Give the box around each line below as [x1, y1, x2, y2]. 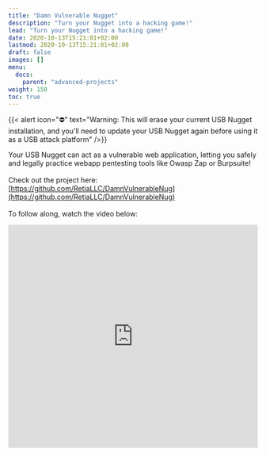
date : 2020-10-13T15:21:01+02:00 [8, 33, 119, 42]
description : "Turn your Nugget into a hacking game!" [8, 19, 193, 27]
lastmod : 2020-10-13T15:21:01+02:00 [8, 41, 129, 49]
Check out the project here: [8, 175, 98, 185]
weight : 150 [8, 85, 47, 94]
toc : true [8, 93, 41, 101]
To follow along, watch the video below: [8, 209, 139, 219]
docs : [15, 71, 34, 79]
